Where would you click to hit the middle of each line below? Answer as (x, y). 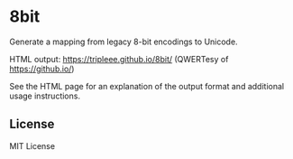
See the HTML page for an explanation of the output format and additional (147, 86)
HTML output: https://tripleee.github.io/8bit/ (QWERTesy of (119, 59)
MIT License (32, 145)
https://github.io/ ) (42, 69)
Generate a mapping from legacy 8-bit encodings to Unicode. (124, 42)
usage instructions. (45, 96)
